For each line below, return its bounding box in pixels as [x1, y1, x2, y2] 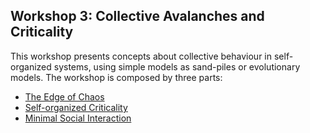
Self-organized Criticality [24, 101, 128, 113]
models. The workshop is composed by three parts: [10, 71, 223, 83]
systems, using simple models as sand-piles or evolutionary [53, 60, 301, 73]
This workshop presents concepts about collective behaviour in [10, 50, 273, 62]
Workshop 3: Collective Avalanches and [10, 8, 265, 25]
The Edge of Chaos [24, 90, 105, 103]
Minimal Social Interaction [24, 112, 132, 124]
